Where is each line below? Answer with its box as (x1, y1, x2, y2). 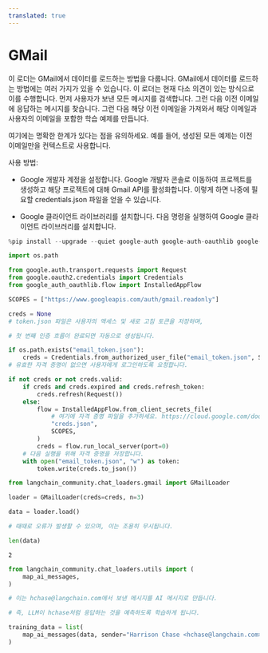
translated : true (8, 11, 66, 20)
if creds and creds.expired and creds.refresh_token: (22, 383, 205, 391)
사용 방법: (8, 157, 38, 167)
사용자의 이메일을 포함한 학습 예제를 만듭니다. (8, 113, 149, 123)
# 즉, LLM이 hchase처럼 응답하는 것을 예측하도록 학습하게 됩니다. (8, 609, 200, 617)
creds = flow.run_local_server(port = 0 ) (37, 442, 170, 450)
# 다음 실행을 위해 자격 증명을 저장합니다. (22, 449, 144, 458)
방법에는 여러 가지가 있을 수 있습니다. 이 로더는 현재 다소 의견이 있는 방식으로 (16, 83, 255, 93)
